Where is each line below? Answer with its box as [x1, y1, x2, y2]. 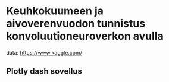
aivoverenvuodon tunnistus [6, 17, 146, 30]
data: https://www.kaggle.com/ [6, 49, 82, 56]
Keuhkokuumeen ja [6, 4, 104, 18]
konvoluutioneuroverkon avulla [6, 30, 164, 43]
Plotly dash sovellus [6, 67, 82, 77]
